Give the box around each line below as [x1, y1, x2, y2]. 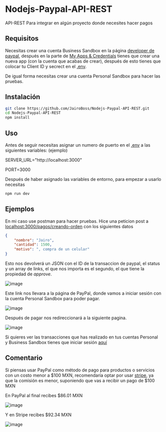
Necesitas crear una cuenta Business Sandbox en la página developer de [5, 47, 155, 53]
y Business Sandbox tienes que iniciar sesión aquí [5, 340, 108, 346]
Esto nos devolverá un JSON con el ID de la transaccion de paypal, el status [5, 260, 160, 266]
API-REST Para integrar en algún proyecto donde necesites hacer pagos [5, 20, 153, 26]
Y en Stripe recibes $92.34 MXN [5, 412, 72, 418]
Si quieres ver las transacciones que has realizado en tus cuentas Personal [5, 334, 159, 340]
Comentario [5, 354, 43, 362]
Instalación [5, 93, 41, 101]
